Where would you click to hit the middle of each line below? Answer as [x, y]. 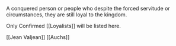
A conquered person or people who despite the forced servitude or [88, 8]
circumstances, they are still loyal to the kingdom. [67, 15]
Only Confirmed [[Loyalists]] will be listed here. [64, 26]
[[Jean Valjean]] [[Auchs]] [38, 37]
